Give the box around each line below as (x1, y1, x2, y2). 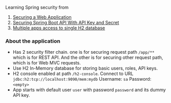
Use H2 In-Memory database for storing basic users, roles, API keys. (12, 65, 158, 72)
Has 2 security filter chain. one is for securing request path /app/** (12, 49, 155, 55)
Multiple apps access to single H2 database (12, 25, 105, 31)
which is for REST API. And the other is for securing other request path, (12, 54, 163, 60)
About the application (5, 38, 60, 45)
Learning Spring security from (5, 5, 69, 10)
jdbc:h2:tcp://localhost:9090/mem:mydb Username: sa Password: (12, 76, 152, 82)
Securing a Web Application (12, 14, 72, 20)
